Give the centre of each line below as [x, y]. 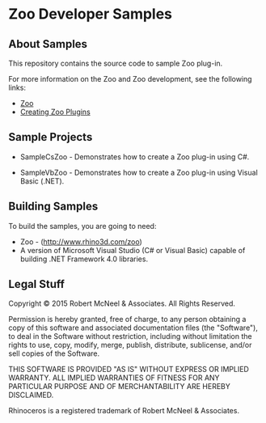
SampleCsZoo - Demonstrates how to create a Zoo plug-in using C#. [135, 157]
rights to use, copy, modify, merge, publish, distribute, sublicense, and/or [130, 345]
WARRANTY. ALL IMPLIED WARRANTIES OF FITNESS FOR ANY [114, 378]
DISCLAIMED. [31, 395]
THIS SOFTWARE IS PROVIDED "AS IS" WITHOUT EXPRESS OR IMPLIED [129, 370]
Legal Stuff [36, 284]
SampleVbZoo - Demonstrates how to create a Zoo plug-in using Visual [139, 172]
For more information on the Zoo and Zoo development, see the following [130, 79]
